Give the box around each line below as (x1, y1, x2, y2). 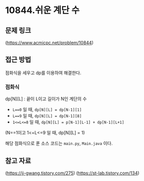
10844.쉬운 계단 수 (5, 5, 80, 16)
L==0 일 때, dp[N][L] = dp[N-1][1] (12, 106, 82, 113)
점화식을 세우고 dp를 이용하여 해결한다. (5, 70, 81, 76)
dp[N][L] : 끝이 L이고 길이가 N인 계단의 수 (5, 96, 87, 102)
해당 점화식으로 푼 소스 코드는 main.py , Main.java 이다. (5, 140, 113, 146)
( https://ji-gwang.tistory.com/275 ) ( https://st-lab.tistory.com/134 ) (5, 170, 139, 176)
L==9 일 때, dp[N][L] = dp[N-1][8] (12, 113, 82, 119)
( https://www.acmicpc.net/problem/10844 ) (5, 40, 94, 46)
